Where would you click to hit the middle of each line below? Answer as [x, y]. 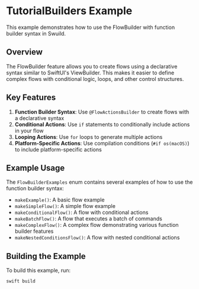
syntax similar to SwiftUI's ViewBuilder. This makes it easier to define [90, 73]
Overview [25, 52]
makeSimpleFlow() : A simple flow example [65, 206]
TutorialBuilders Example [69, 11]
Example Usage [36, 168]
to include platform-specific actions [58, 150]
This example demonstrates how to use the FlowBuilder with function [91, 27]
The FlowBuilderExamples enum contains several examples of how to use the [99, 182]
